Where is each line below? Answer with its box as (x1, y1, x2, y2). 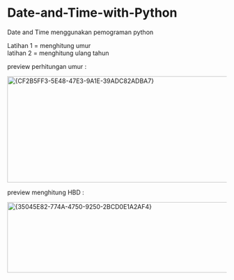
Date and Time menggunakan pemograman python (7, 28, 154, 36)
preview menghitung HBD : (7, 188, 85, 196)
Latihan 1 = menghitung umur (7, 41, 91, 49)
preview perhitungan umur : (7, 62, 87, 70)
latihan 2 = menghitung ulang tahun (7, 49, 109, 57)
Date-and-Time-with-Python (7, 5, 178, 21)
